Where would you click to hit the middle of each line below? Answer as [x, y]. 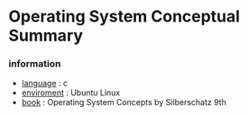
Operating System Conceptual [124, 17]
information [35, 64]
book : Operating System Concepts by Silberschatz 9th [124, 103]
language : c [45, 84]
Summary [46, 36]
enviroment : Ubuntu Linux [71, 93]
